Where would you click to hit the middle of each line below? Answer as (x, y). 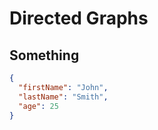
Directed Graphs (79, 18)
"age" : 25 (38, 106)
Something (44, 55)
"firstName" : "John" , (63, 87)
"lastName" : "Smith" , (63, 97)
